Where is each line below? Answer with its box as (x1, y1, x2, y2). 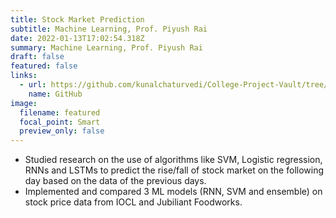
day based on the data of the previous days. (24, 175, 207, 187)
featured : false (10, 61, 78, 71)
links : (10, 71, 38, 81)
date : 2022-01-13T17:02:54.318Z (10, 33, 145, 43)
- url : (19, 80, 47, 90)
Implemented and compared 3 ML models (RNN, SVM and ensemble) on (24, 186, 323, 198)
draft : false (10, 52, 65, 62)
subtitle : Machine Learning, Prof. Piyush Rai (10, 24, 208, 34)
